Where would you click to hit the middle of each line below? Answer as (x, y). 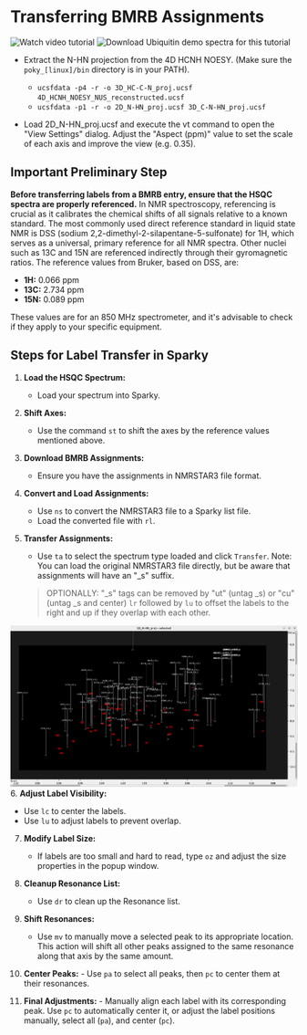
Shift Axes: (45, 413)
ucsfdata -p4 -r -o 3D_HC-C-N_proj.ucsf (115, 88)
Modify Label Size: (60, 839)
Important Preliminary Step (89, 172)
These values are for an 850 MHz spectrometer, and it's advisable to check (152, 317)
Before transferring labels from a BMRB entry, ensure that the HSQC (141, 194)
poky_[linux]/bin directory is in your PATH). (107, 69)
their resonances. (56, 984)
